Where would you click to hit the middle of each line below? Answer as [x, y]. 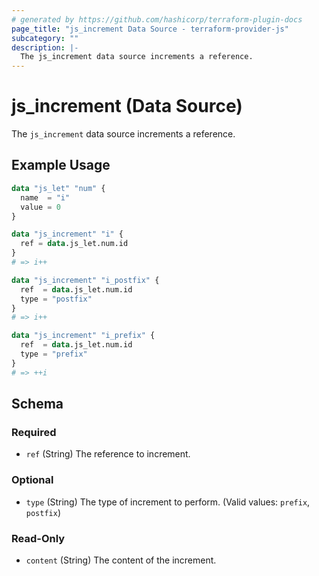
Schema [37, 404]
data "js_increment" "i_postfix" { [85, 280]
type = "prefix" [54, 354]
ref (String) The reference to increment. [108, 454]
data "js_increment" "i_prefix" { [83, 336]
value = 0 [40, 207]
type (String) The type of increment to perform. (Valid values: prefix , [168, 502]
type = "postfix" [56, 299]
